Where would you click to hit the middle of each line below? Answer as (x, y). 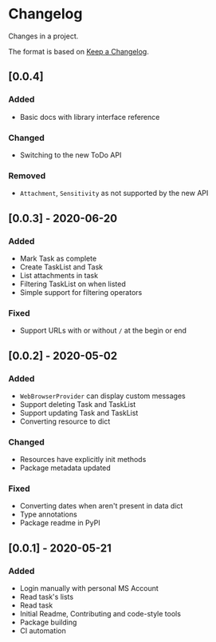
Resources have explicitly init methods (83, 460)
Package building (48, 622)
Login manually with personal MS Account (89, 588)
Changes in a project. (43, 36)
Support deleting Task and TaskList (78, 404)
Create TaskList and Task (61, 267)
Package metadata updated (65, 468)
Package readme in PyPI (60, 523)
